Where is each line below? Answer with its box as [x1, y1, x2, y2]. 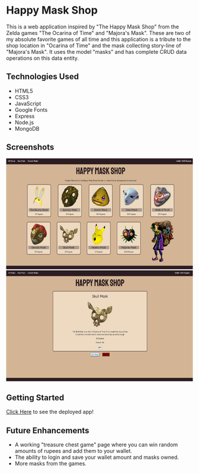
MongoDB [14, 125, 40, 132]
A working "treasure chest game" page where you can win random [14, 441, 178, 448]
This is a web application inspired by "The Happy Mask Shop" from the [6, 23, 179, 30]
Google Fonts [14, 106, 48, 113]
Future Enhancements [6, 425, 90, 435]
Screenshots [6, 142, 54, 153]
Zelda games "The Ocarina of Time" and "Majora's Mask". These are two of [6, 29, 191, 36]
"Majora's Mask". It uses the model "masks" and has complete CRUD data [6, 48, 187, 55]
